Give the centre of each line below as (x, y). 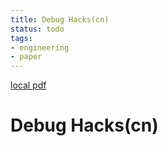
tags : (21, 38)
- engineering (40, 47)
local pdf (28, 85)
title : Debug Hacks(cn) (60, 19)
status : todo (37, 29)
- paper (26, 57)
